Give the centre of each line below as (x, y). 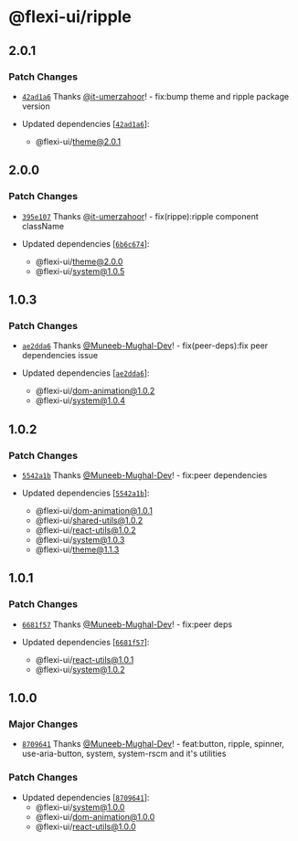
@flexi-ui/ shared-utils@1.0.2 (89, 520)
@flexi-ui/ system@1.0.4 (80, 400)
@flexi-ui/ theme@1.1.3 (77, 549)
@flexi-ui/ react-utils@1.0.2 (85, 530)
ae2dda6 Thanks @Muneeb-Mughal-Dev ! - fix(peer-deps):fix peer (145, 346)
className (43, 226)
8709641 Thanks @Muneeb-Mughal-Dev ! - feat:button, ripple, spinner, (153, 744)
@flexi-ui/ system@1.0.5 (80, 271)
